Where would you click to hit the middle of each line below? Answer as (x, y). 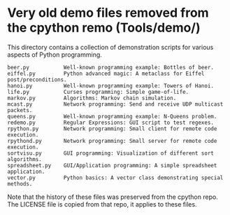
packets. (20, 110)
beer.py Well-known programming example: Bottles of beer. (111, 67)
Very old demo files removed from (108, 13)
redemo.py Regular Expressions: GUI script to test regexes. (111, 123)
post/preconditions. (37, 79)
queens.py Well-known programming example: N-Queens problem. (112, 116)
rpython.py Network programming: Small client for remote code (112, 129)
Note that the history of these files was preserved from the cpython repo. (113, 197)
